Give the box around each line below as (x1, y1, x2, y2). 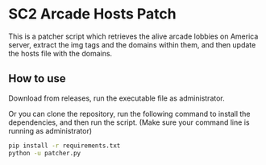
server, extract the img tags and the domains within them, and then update (8, 39, 256, 49)
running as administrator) (8, 126, 93, 135)
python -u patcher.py (8, 149, 81, 157)
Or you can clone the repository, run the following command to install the (8, 109, 251, 118)
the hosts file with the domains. (8, 48, 113, 58)
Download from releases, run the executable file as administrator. (8, 93, 226, 103)
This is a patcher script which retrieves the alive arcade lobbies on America (8, 31, 259, 41)
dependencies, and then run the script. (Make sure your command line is (8, 118, 250, 127)
